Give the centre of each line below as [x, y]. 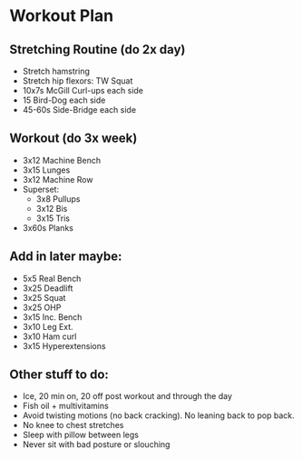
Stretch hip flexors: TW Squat [78, 81]
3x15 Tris [53, 218]
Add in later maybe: [66, 257]
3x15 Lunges [46, 170]
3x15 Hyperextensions [64, 345]
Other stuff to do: [59, 375]
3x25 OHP [42, 307]
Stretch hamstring [56, 71]
